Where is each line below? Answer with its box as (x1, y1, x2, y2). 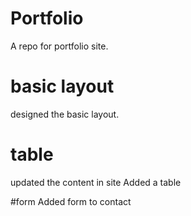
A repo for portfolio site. (10, 40, 109, 52)
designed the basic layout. (10, 108, 120, 120)
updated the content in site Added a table (10, 176, 182, 188)
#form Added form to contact (10, 195, 132, 207)
